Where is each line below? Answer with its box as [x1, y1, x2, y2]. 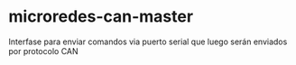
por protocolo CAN [8, 45, 79, 56]
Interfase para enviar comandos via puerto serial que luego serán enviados [8, 36, 288, 47]
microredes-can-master [8, 6, 194, 27]
